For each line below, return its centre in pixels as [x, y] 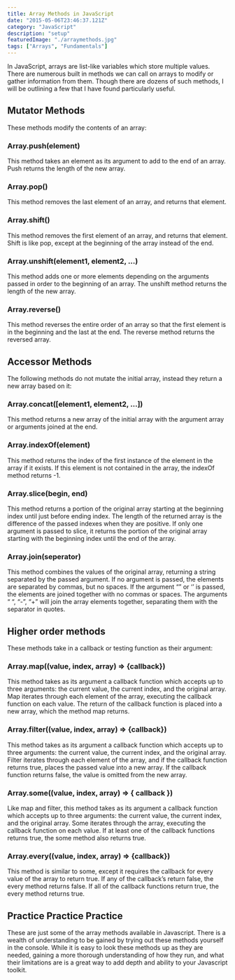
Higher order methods [57, 631]
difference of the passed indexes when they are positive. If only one [105, 524]
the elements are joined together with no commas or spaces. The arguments [117, 594]
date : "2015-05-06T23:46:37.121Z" [58, 20]
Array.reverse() [34, 309]
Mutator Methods [46, 110]
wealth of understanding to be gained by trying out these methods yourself [115, 940]
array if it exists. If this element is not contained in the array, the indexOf [111, 468]
